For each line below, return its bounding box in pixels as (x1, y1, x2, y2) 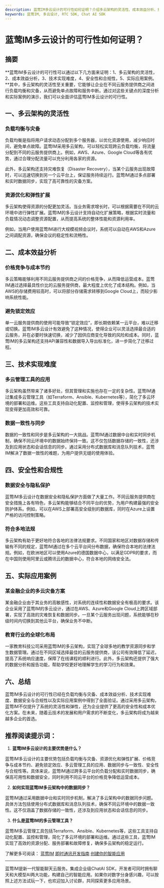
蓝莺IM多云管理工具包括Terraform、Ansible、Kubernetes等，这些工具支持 (5, 828, 154, 834)
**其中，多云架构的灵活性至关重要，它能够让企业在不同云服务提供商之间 (5, 81, 151, 87)
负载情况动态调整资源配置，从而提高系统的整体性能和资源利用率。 (5, 216, 138, 222)
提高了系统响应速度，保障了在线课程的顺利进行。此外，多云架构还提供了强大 (5, 656, 159, 661)
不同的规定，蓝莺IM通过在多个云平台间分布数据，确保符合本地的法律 (13, 544, 151, 549)
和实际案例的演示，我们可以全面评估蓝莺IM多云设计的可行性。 (5, 93, 130, 99)
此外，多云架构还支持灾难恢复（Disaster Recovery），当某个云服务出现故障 (5, 166, 155, 172)
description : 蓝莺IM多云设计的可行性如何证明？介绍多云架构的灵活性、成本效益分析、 (5, 7, 158, 12)
